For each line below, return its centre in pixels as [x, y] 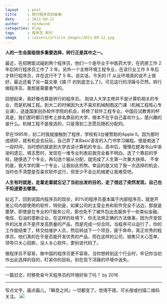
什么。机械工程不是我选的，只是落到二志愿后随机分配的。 [68, 123]
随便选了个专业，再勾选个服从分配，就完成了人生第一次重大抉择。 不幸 [86, 159]
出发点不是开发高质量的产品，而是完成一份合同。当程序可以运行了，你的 [88, 224]
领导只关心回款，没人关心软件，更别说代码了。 [53, 243]
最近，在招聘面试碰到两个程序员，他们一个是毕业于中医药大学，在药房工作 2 [83, 63]
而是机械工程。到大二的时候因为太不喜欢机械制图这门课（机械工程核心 [85, 105]
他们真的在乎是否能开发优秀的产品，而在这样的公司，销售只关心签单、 [90, 236]
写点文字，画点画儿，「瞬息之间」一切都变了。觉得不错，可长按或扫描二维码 [83, 290]
